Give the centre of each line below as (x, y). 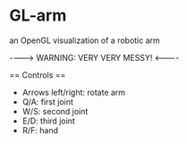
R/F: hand (40, 130)
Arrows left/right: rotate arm (74, 92)
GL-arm (38, 16)
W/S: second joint (55, 111)
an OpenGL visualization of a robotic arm (85, 40)
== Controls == (38, 75)
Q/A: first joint (48, 102)
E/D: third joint (49, 121)
